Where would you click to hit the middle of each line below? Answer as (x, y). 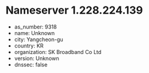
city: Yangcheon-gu (39, 39)
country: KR (29, 46)
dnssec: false (31, 64)
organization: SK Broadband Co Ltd (58, 52)
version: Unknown (37, 58)
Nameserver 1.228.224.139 (74, 10)
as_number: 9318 (36, 27)
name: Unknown (34, 33)
